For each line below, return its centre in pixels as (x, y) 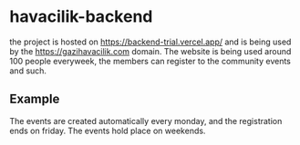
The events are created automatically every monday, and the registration (146, 121)
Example (35, 99)
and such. (28, 71)
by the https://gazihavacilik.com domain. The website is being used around (150, 51)
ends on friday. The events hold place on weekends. (108, 130)
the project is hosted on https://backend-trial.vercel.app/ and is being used (150, 42)
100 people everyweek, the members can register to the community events (150, 61)
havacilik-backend (81, 17)
